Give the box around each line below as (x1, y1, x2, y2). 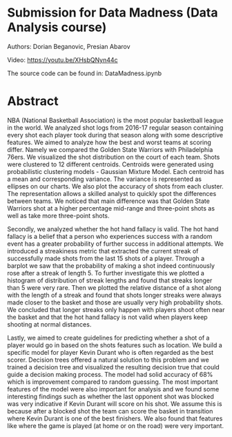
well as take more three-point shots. (7, 211, 110, 220)
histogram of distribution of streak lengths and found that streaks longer (7, 276, 213, 284)
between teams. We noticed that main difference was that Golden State (7, 197, 211, 205)
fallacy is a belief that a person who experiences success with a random (7, 232, 213, 240)
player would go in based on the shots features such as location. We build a (7, 340, 222, 349)
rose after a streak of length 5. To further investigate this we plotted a (7, 269, 205, 277)
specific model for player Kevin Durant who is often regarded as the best (7, 348, 214, 356)
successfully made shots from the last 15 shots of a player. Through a (7, 254, 205, 262)
